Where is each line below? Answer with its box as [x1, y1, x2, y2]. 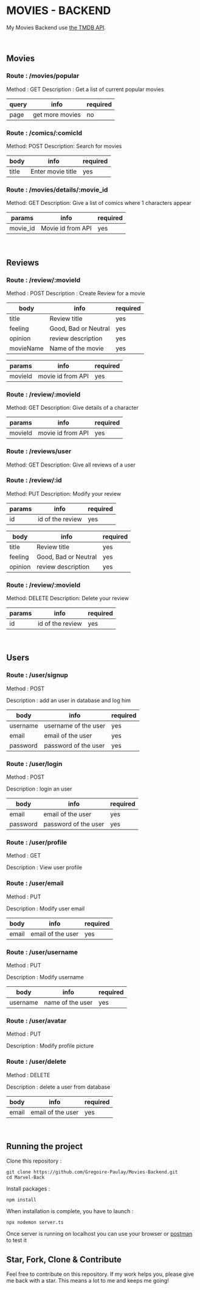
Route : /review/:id [6, 476, 62, 485]
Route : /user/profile [6, 838, 67, 847]
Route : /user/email [6, 879, 64, 887]
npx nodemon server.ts [6, 1219, 64, 1226]
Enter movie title [30, 167, 77, 176]
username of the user [44, 721, 106, 729]
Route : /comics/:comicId [6, 129, 83, 137]
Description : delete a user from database [6, 1083, 111, 1091]
